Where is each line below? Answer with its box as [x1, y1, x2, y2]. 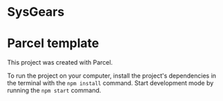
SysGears [7, 4, 65, 20]
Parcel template [7, 36, 99, 52]
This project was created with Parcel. [7, 58, 113, 67]
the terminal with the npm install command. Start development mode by [7, 79, 214, 87]
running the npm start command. [7, 87, 101, 95]
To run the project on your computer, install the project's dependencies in [7, 71, 216, 80]
